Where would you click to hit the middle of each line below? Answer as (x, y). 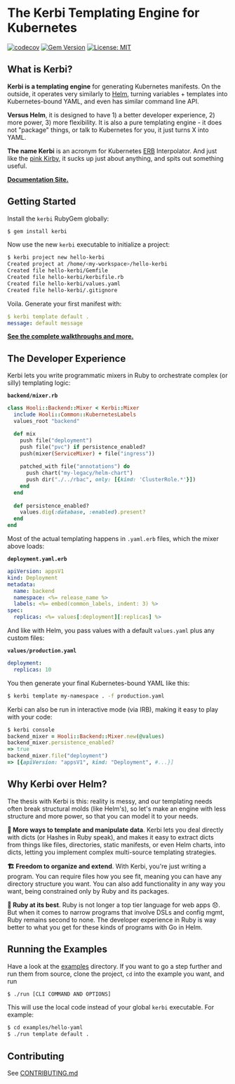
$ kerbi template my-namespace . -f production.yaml (86, 696)
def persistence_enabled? (52, 506)
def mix (25, 433)
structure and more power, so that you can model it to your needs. (103, 816)
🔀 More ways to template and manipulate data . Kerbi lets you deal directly (115, 830)
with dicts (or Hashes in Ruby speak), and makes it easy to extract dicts (110, 837)
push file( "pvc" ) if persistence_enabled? (83, 447)
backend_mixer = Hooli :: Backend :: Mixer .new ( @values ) (86, 736)
